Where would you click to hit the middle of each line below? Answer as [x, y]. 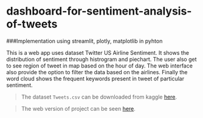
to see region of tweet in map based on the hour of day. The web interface [100, 66]
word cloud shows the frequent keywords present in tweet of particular [95, 78]
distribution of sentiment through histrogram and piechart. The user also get [101, 59]
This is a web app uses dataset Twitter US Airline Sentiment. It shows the [98, 52]
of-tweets [32, 24]
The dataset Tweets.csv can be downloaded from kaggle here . [99, 97]
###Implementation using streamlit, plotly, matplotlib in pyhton [84, 41]
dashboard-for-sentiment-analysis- [99, 11]
